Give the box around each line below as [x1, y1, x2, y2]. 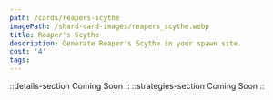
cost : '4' [9, 47, 47, 56]
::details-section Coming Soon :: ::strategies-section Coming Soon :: [9, 81, 266, 91]
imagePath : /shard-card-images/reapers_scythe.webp [9, 22, 209, 31]
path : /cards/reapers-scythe [9, 13, 120, 23]
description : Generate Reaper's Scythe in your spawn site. [9, 38, 243, 48]
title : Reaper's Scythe [9, 30, 100, 39]
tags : [9, 55, 30, 65]
